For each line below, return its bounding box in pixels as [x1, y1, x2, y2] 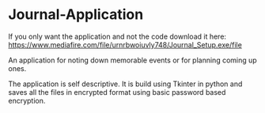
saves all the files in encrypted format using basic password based [8, 87, 226, 96]
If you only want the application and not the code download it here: [8, 32, 227, 41]
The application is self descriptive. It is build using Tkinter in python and [8, 79, 243, 89]
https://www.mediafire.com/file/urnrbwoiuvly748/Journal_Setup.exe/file [8, 40, 243, 49]
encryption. [8, 96, 46, 105]
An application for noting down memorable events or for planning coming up [8, 55, 257, 65]
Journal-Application [8, 6, 144, 24]
